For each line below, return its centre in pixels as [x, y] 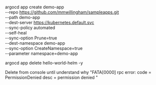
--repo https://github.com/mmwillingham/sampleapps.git [62, 12]
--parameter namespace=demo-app [42, 53]
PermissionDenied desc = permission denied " [52, 77]
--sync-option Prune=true [31, 38]
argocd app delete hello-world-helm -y [44, 63]
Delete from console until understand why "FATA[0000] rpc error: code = [78, 72]
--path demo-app [23, 17]
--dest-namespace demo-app [35, 43]
